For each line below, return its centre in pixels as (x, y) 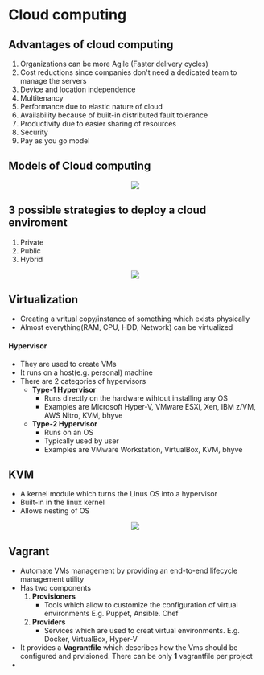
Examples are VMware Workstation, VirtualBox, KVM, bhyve (143, 449)
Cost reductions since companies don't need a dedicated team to (128, 72)
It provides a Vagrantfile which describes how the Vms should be (129, 648)
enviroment (38, 223)
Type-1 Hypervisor (64, 389)
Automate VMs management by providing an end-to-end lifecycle (129, 571)
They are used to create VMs (68, 364)
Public (31, 250)
